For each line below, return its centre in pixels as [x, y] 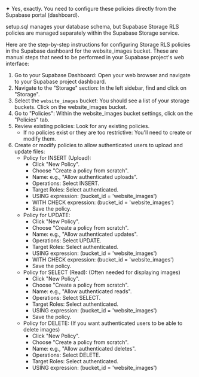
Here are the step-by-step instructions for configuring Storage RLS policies [98, 45]
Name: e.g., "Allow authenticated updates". [85, 234]
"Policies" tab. [32, 120]
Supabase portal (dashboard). [42, 15]
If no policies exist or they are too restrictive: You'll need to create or [107, 132]
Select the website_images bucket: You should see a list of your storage [102, 101]
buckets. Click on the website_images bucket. [71, 107]
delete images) [42, 329]
